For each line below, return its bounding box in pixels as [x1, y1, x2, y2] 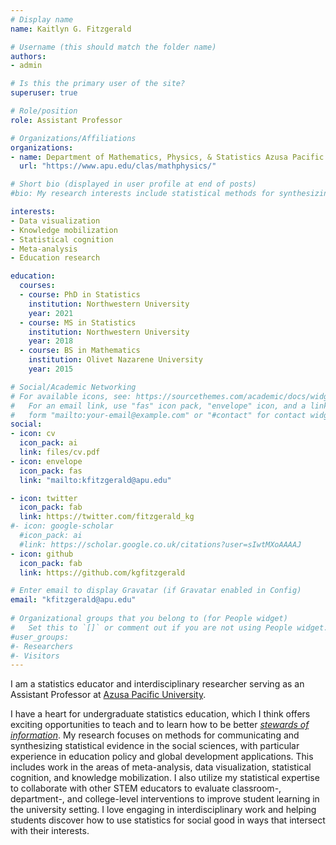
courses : [19, 281, 56, 291]
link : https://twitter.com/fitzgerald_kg [19, 512, 195, 522]
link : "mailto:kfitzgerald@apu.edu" [19, 475, 172, 485]
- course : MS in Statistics [19, 317, 137, 328]
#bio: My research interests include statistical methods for [10, 189, 275, 199]
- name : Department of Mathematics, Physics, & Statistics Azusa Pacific [10, 152, 325, 162]
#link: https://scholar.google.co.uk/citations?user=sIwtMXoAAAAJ [19, 539, 302, 550]
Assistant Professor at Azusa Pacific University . [10, 689, 207, 701]
